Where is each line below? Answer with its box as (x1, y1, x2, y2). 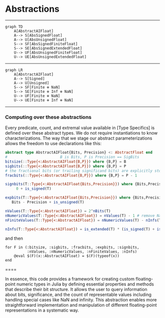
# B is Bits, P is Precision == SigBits (5, 155, 139, 160)
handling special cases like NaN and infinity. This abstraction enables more (5, 297, 157, 303)
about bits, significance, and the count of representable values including (5, 291, 152, 298)
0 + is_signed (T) (16, 186, 52, 191)
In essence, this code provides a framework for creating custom (5, 276, 135, 282)
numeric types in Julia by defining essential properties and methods (16, 281, 154, 287)
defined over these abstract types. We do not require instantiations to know (5, 130, 158, 136)
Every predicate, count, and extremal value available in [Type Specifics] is (5, 125, 155, 131)
